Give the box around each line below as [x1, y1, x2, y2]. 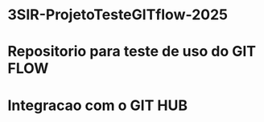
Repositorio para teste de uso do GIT [7, 43, 257, 61]
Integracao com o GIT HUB [7, 96, 188, 114]
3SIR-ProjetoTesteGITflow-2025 [7, 6, 229, 24]
